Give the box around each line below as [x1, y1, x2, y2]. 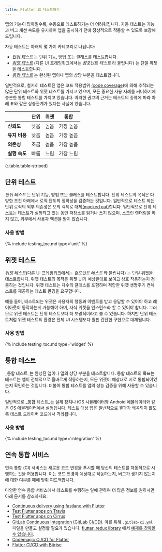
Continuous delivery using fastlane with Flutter [12, 503, 105, 509]
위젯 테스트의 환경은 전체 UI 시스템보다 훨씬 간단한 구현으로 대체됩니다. [17, 317, 151, 322]
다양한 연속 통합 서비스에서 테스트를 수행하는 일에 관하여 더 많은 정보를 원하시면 [5, 487, 155, 493]
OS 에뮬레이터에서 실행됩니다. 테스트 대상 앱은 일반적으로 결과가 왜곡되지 [10, 405, 148, 411]
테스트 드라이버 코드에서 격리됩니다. [10, 411, 77, 417]
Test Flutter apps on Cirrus [12, 513, 66, 519]
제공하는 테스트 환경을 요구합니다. [17, 288, 81, 294]
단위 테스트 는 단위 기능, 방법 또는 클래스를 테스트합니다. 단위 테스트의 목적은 [5, 192, 149, 198]
